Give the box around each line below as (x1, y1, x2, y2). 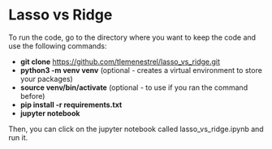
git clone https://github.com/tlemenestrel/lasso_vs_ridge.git (19, 57, 221, 66)
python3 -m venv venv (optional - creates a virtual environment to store (19, 65, 262, 74)
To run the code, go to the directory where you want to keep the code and (8, 32, 257, 42)
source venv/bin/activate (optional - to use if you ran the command (19, 83, 248, 92)
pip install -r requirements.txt (19, 100, 123, 109)
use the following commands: (8, 40, 107, 50)
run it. (8, 132, 28, 143)
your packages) (19, 74, 73, 83)
